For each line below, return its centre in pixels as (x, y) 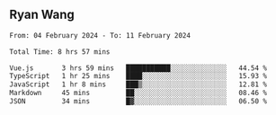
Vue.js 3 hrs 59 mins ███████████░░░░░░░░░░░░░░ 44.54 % (138, 68)
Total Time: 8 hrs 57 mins (60, 52)
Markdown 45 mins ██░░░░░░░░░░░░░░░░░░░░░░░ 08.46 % (138, 93)
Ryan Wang (42, 15)
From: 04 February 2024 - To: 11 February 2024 (100, 35)
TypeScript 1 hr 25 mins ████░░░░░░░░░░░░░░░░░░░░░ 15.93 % (138, 76)
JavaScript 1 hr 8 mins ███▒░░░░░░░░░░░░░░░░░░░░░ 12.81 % (138, 84)
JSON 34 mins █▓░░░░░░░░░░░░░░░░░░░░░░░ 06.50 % (138, 102)
